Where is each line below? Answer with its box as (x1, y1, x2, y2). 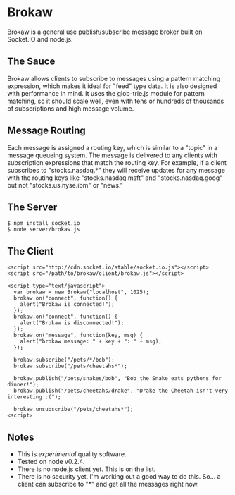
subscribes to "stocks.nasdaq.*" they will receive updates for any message (7, 166, 225, 174)
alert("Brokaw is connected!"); (20, 301, 115, 308)
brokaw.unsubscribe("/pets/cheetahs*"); (13, 406, 134, 413)
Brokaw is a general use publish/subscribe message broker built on (7, 28, 203, 36)
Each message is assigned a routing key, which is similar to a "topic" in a (7, 143, 218, 152)
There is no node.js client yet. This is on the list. (17, 465, 156, 473)
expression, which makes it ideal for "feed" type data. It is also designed (7, 82, 217, 90)
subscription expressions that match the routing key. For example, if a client (7, 158, 227, 166)
